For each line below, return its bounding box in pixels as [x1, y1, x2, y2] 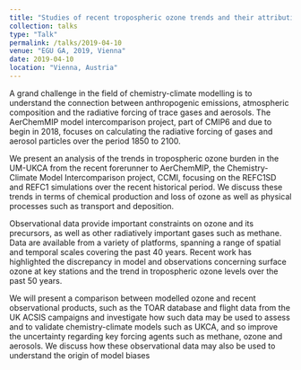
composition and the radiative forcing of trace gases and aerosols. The [9, 107, 271, 118]
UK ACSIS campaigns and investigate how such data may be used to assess [9, 312, 291, 322]
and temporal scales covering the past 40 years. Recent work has [9, 246, 253, 257]
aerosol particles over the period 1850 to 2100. [9, 136, 181, 146]
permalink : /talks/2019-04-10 [9, 38, 123, 48]
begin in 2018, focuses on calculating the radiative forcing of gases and [9, 126, 273, 137]
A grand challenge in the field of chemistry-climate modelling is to [9, 87, 253, 99]
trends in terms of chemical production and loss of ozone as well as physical [9, 190, 292, 202]
